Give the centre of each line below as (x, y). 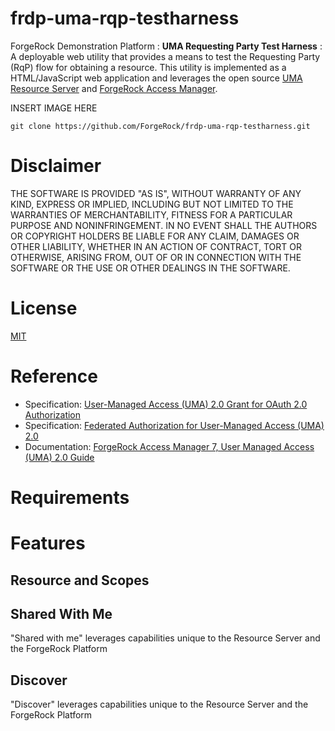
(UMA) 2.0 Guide (59, 457)
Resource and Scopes (80, 580)
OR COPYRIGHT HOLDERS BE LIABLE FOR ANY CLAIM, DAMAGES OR (155, 236)
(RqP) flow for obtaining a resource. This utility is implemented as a (148, 67)
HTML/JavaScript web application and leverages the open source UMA (156, 78)
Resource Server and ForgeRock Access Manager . (114, 88)
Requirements (70, 497)
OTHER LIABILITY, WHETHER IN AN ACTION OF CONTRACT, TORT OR (156, 246)
